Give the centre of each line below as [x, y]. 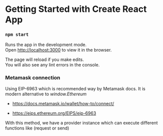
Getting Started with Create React [76, 9]
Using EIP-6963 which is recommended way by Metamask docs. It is [75, 88]
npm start [17, 35]
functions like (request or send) [37, 128]
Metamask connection [33, 78]
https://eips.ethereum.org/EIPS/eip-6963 [54, 113]
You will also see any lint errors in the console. [53, 65]
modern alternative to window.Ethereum [46, 94]
